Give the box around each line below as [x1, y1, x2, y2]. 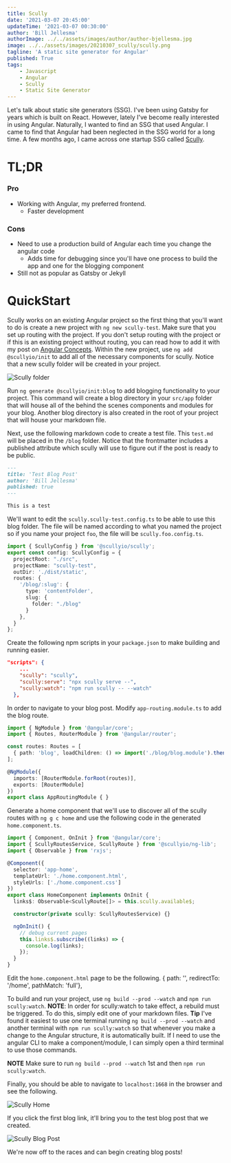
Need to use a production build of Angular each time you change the [16, 239, 212, 248]
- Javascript [19, 68, 57, 74]
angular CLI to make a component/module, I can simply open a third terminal [7, 1038, 224, 1047]
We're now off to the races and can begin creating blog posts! [7, 1148, 183, 1156]
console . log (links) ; [25, 942, 85, 949]
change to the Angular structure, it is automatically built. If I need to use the [7, 1031, 221, 1040]
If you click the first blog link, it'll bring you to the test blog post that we [7, 1114, 208, 1122]
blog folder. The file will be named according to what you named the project [7, 522, 222, 531]
